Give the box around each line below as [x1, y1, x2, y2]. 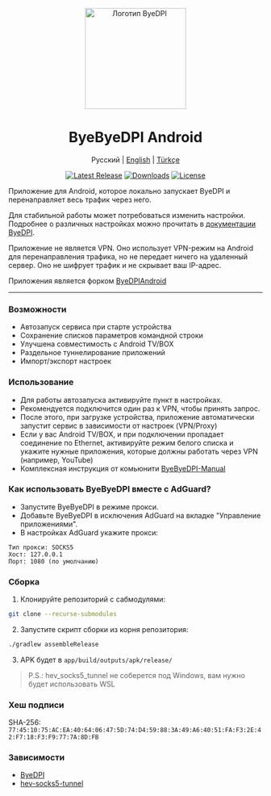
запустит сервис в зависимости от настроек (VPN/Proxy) [19, 421, 218, 430]
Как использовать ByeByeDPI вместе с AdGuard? [8, 484, 211, 495]
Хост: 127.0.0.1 [8, 550, 63, 559]
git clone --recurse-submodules [8, 610, 117, 618]
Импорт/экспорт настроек [19, 356, 111, 367]
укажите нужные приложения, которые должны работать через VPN [19, 446, 258, 456]
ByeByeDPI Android [68, 128, 203, 147]
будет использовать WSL [27, 679, 115, 689]
